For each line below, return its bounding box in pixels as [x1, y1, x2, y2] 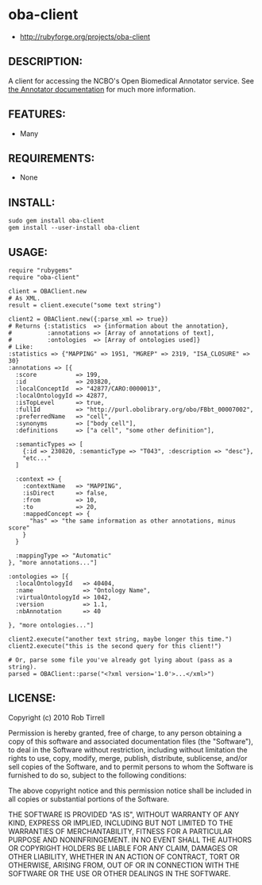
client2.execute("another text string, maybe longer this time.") [8, 635, 233, 643]
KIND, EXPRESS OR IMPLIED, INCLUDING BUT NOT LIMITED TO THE [8, 817, 233, 828]
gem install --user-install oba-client [8, 224, 141, 232]
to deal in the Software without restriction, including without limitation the [8, 745, 248, 755]
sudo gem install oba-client [8, 217, 105, 225]
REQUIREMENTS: [8, 151, 95, 165]
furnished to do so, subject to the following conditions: [8, 770, 187, 780]
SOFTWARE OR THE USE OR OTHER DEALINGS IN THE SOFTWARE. [8, 868, 231, 878]
